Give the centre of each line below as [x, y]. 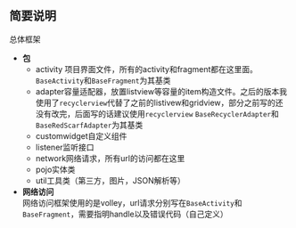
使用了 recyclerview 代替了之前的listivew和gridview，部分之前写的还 [159, 102]
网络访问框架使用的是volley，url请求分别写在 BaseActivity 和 [132, 202]
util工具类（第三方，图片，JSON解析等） [110, 180]
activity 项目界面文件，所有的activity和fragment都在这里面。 [147, 69]
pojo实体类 [55, 169]
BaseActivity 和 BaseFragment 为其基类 [103, 80]
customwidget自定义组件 [81, 135]
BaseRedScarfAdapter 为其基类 [89, 125]
